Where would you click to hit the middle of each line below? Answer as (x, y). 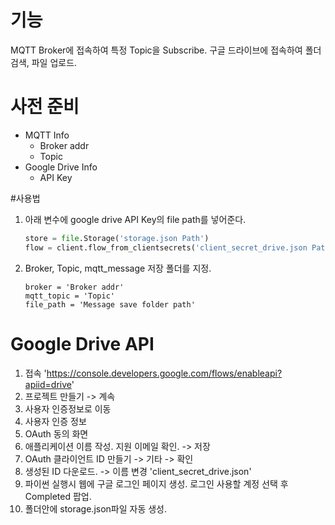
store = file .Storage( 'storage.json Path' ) (117, 238)
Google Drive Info (61, 167)
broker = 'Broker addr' (74, 287)
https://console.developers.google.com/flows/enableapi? (164, 373)
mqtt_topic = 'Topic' (69, 296)
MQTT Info (47, 135)
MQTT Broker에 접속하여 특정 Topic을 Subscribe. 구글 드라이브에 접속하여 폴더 (166, 50)
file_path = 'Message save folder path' (110, 304)
